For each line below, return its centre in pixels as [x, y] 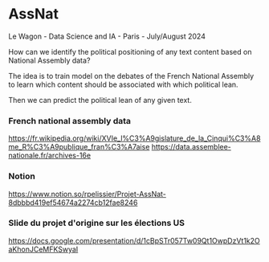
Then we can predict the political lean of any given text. [100, 100]
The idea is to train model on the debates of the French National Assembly [131, 76]
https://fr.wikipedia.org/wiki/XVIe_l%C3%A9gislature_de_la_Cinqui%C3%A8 [134, 138]
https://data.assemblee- [191, 147]
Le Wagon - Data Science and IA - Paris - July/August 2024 [107, 36]
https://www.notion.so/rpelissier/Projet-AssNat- [88, 194]
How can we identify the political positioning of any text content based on [130, 51]
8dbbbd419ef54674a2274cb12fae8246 [73, 203]
